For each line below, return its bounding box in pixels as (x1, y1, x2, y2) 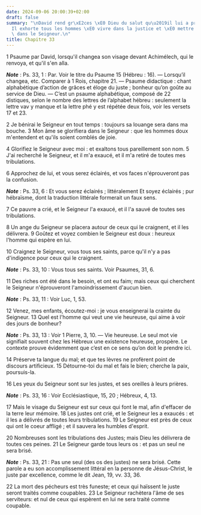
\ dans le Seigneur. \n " (11, 31, 71, 37)
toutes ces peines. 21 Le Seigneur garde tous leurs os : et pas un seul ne (6, 441, 185, 447)
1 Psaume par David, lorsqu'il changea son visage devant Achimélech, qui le (6, 53, 194, 60)
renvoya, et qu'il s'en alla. (6, 59, 69, 67)
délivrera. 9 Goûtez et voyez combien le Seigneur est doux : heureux (6, 230, 175, 237)
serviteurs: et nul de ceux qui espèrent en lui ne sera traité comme (6, 496, 170, 502)
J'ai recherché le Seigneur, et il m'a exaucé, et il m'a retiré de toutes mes (6, 152, 186, 159)
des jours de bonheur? (6, 320, 62, 327)
